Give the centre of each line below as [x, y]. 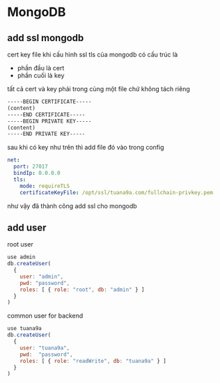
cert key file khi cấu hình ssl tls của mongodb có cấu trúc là [93, 54]
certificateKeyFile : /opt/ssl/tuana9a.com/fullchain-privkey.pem [117, 192]
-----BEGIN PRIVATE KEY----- [49, 121]
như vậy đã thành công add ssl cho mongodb [72, 205]
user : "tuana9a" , [45, 348]
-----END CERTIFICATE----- [46, 115]
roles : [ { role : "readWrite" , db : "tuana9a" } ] [93, 361]
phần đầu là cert [41, 68]
